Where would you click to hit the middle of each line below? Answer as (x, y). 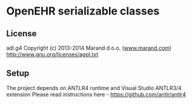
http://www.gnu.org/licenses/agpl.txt (52, 54)
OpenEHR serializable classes (83, 11)
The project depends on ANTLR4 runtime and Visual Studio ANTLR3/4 (94, 88)
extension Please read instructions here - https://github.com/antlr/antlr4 (96, 94)
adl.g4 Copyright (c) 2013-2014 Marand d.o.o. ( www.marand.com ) (89, 48)
